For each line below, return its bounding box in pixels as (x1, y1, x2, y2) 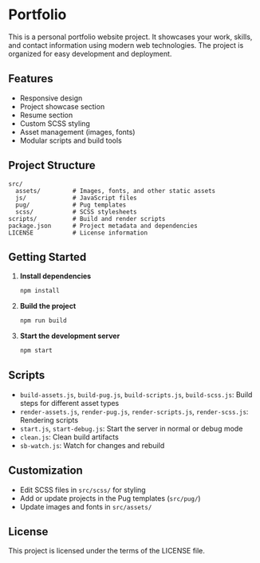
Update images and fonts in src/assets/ (19, 502, 152, 511)
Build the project (19, 301, 77, 311)
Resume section (19, 110, 73, 120)
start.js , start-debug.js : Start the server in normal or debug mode (19, 423, 243, 433)
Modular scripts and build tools (19, 136, 122, 145)
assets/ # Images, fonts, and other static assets (15, 187, 216, 195)
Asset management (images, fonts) (19, 127, 136, 136)
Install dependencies (19, 271, 92, 281)
